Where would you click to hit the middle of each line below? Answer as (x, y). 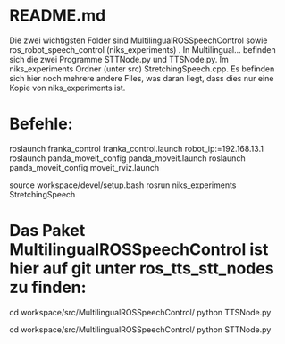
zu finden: (48, 288)
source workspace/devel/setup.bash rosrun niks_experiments (123, 185)
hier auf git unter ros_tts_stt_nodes (142, 268)
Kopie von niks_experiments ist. (67, 88)
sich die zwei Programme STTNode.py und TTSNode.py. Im (119, 59)
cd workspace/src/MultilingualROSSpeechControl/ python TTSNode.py (140, 312)
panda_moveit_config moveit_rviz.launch (84, 167)
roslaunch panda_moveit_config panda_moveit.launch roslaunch (127, 158)
